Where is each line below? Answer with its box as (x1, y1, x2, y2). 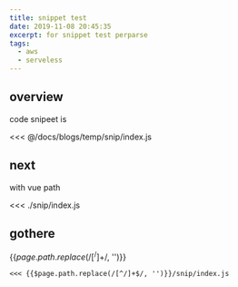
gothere (9, 226, 56, 241)
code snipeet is (9, 113, 67, 124)
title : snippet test (9, 13, 88, 23)
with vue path (9, 181, 61, 192)
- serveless (17, 56, 64, 65)
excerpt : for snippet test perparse (9, 30, 148, 39)
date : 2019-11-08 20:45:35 (9, 22, 112, 31)
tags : (9, 38, 30, 48)
